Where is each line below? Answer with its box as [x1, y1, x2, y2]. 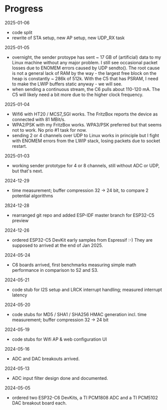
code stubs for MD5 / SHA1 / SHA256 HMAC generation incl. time [11, 311, 147, 317]
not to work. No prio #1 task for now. [11, 127, 87, 133]
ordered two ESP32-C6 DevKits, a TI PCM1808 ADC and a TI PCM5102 [11, 394, 158, 400]
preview [11, 217, 28, 224]
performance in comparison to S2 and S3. [11, 267, 98, 273]
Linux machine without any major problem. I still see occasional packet [11, 59, 158, 65]
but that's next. [11, 168, 43, 174]
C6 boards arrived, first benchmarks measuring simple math [11, 262, 136, 268]
